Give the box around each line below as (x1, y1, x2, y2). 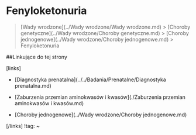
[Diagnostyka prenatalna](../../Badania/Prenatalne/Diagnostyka (14, 76, 167, 83)
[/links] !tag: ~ (6, 122, 40, 129)
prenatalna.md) (14, 82, 51, 89)
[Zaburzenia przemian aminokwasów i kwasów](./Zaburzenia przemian (14, 94, 186, 101)
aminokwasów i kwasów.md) (14, 99, 84, 106)
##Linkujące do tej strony (6, 53, 67, 60)
